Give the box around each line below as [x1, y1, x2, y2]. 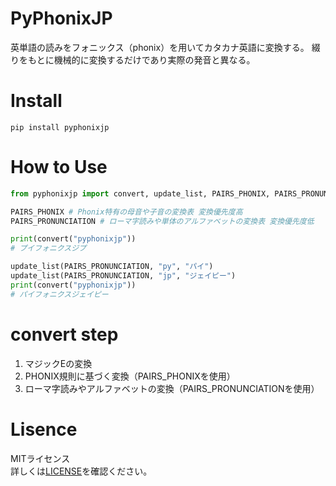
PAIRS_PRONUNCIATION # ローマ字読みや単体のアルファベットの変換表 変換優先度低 [10, 216, 315, 226]
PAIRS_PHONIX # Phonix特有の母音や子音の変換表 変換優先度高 [10, 207, 243, 217]
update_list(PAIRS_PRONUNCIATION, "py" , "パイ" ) [10, 262, 214, 272]
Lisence [10, 418, 78, 441]
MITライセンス [10, 452, 71, 464]
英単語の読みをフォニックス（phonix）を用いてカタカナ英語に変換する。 [10, 41, 310, 53]
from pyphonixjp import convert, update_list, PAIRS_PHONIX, [10, 188, 271, 199]
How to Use [10, 156, 108, 179]
